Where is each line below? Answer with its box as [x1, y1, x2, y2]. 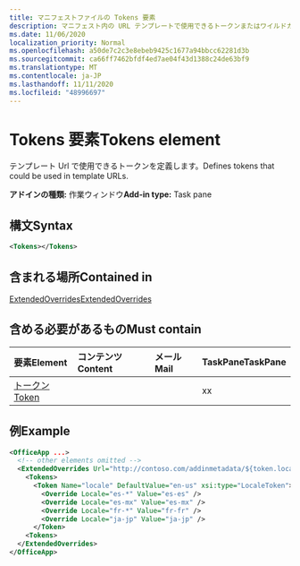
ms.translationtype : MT [9, 64, 98, 73]
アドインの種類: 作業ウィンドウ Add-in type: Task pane [9, 189, 212, 200]
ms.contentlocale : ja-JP [9, 72, 102, 81]
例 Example [9, 424, 71, 439]
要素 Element [13, 356, 68, 368]
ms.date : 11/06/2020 [9, 30, 87, 39]
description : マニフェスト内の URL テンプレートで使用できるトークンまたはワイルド [9, 21, 287, 30]
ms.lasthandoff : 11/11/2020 [9, 80, 114, 89]
